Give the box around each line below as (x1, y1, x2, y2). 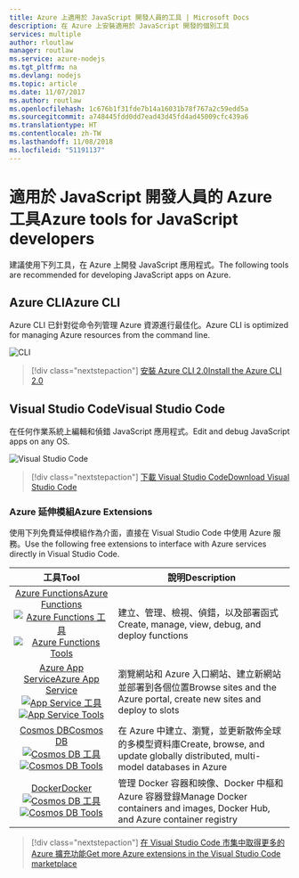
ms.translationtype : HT (9, 121, 98, 130)
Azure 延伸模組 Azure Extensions (9, 505, 153, 518)
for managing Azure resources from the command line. (9, 330, 211, 341)
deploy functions (117, 629, 189, 642)
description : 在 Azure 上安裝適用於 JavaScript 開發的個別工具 (9, 21, 230, 30)
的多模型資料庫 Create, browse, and (117, 738, 265, 751)
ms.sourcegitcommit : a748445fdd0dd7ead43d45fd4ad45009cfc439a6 (9, 112, 249, 121)
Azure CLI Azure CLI (9, 295, 121, 310)
